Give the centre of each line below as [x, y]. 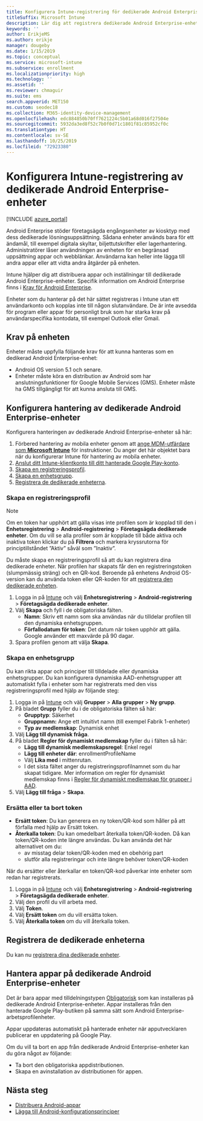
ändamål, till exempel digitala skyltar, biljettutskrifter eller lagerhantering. [97, 243]
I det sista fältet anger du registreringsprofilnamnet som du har [102, 766]
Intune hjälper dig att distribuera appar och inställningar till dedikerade [94, 274]
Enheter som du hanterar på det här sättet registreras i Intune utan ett [93, 299]
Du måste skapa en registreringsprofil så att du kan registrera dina [89, 560]
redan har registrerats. [34, 878]
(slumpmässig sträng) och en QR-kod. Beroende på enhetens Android [93, 573]
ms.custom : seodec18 [32, 107]
